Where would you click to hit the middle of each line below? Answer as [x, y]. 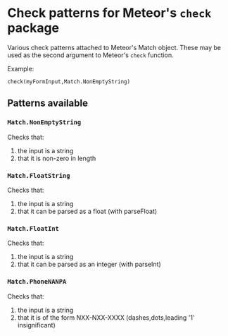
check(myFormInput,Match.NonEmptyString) [69, 82]
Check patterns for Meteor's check [109, 13]
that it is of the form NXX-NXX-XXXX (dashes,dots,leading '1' [106, 317]
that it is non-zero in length [57, 158]
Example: [21, 68]
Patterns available [47, 103]
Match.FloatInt [33, 228]
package [33, 28]
